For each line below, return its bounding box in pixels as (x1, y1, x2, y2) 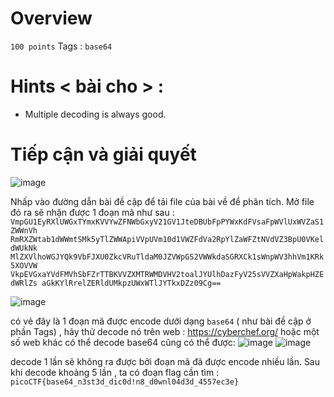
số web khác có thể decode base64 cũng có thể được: (10, 336, 236, 348)
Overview (10, 7, 93, 30)
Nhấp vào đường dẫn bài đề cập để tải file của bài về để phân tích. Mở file (10, 195, 315, 207)
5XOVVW (10, 260, 38, 271)
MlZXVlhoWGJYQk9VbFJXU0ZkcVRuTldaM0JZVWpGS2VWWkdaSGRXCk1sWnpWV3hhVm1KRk (10, 252, 325, 262)
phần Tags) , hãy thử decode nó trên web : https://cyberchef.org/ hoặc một (10, 325, 320, 337)
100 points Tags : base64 (10, 40, 113, 52)
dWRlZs (10, 278, 38, 288)
